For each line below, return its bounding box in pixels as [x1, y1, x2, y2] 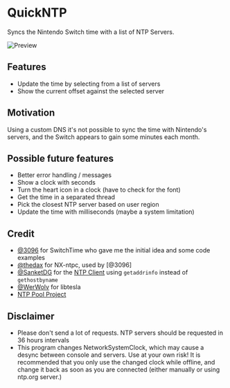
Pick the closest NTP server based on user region [17, 201, 159, 209]
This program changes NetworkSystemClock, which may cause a [17, 344, 204, 351]
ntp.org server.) [17, 373, 62, 381]
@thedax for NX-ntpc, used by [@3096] [17, 261, 132, 269]
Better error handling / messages [17, 171, 112, 179]
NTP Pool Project [17, 290, 67, 299]
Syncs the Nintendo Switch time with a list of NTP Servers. [7, 28, 175, 36]
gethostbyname [17, 277, 58, 284]
